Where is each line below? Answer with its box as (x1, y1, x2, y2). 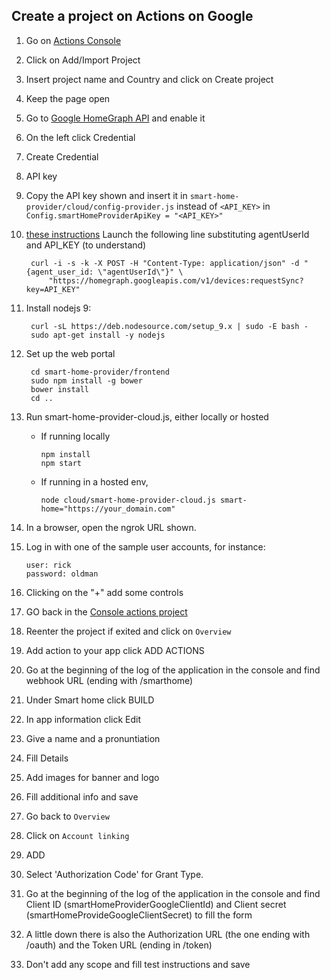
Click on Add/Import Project (25, 54, 141, 66)
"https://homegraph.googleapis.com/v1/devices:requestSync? (48, 275, 304, 286)
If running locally (40, 430, 111, 442)
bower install (30, 384, 90, 394)
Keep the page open (25, 92, 111, 104)
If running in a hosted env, (40, 475, 149, 488)
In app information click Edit (25, 713, 142, 725)
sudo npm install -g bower (30, 375, 143, 386)
